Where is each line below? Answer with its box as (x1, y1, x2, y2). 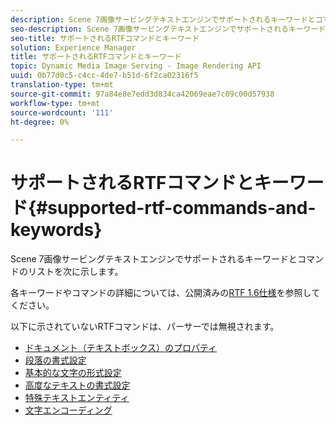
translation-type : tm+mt (10, 80, 114, 90)
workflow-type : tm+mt (10, 98, 101, 108)
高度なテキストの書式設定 (24, 379, 131, 391)
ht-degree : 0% (10, 117, 70, 127)
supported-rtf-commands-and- (47, 197, 317, 220)
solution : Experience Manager (10, 42, 137, 53)
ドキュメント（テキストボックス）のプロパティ (24, 342, 218, 354)
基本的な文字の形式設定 (24, 367, 122, 379)
